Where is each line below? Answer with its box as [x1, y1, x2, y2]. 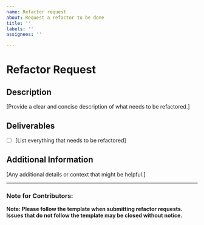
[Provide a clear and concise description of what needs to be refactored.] [6, 103, 190, 110]
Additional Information [6, 155, 93, 165]
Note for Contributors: [6, 192, 73, 200]
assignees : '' [6, 32, 42, 38]
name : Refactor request [6, 8, 67, 15]
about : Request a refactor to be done [6, 15, 104, 21]
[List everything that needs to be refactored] [15, 136, 126, 144]
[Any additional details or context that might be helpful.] [6, 170, 146, 178]
